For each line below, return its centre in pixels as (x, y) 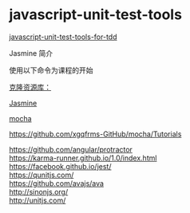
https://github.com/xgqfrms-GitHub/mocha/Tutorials (95, 134)
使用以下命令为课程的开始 (51, 70)
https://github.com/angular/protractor (71, 149)
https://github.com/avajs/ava (57, 183)
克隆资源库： (30, 87)
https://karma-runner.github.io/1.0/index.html (83, 158)
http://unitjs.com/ (38, 200)
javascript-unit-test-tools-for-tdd (63, 37)
